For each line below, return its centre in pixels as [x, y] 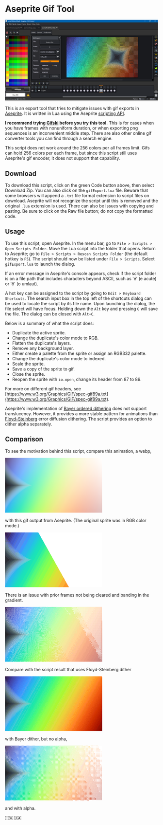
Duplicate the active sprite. [39, 332]
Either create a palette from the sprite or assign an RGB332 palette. [79, 353]
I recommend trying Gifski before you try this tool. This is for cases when [80, 123]
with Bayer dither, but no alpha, [36, 739]
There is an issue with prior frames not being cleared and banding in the [77, 595]
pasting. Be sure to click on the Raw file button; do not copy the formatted [79, 211]
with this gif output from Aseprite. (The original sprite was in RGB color [76, 520]
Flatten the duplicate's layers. [41, 343]
